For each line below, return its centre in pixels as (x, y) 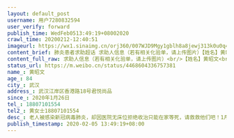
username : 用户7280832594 (44, 20)
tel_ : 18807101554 (34, 105)
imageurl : (22, 46)
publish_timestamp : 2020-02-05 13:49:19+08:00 (76, 124)
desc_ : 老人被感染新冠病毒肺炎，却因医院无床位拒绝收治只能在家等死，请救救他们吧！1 (116, 117)
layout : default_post (39, 14)
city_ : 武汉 (23, 85)
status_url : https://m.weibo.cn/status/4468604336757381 (92, 66)
